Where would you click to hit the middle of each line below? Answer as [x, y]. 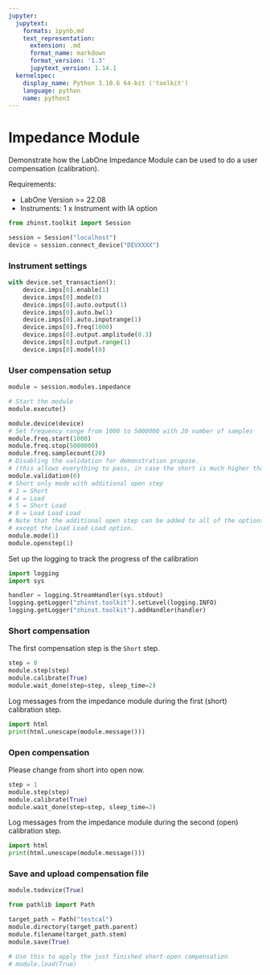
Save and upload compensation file [79, 874]
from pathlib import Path [51, 905]
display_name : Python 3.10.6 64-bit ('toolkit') [106, 83]
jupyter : [23, 16]
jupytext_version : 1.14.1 [73, 68]
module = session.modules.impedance [70, 387]
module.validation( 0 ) [45, 475]
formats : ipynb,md [53, 31]
